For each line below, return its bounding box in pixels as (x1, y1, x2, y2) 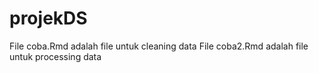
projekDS (9, 7, 88, 30)
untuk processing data (9, 50, 102, 62)
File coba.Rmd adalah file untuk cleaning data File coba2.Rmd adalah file (9, 40, 309, 52)
